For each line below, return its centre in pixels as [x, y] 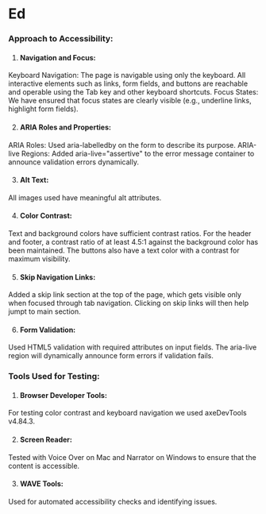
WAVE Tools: [41, 484]
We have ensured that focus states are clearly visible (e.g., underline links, [130, 101]
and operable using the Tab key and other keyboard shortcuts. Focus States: [133, 92]
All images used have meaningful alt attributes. [85, 197]
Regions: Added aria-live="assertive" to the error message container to [138, 153]
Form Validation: [48, 330]
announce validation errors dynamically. [74, 162]
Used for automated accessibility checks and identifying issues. [113, 501]
